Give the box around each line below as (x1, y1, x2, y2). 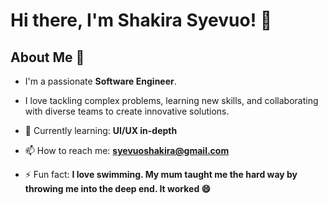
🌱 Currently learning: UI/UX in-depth (24, 125, 178, 136)
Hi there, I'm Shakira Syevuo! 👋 (10, 9, 273, 32)
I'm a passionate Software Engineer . (24, 75, 177, 87)
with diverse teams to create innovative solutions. (24, 105, 230, 117)
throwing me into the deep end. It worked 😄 (24, 183, 212, 194)
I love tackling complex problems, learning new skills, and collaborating (24, 95, 319, 106)
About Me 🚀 (10, 49, 85, 66)
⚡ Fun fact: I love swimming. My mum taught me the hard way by (24, 169, 298, 180)
